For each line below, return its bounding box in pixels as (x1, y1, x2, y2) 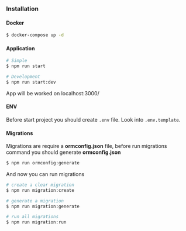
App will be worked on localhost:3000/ (6, 89, 99, 96)
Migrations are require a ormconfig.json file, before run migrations (6, 143, 167, 150)
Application (6, 44, 35, 51)
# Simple (6, 58, 27, 64)
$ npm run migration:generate (6, 204, 80, 209)
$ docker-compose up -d (6, 32, 64, 38)
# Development (6, 74, 41, 80)
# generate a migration (6, 198, 64, 204)
